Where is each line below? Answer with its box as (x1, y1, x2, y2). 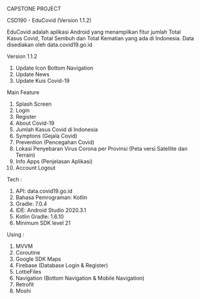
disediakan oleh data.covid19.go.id (7, 41, 92, 48)
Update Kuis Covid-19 (15, 77, 70, 84)
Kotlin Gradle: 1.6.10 (15, 213, 64, 220)
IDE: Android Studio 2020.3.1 (15, 207, 86, 214)
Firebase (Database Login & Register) (15, 262, 109, 269)
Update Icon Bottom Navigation (15, 64, 94, 71)
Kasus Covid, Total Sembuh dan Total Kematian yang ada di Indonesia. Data (7, 35, 195, 41)
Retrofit (15, 281, 34, 288)
